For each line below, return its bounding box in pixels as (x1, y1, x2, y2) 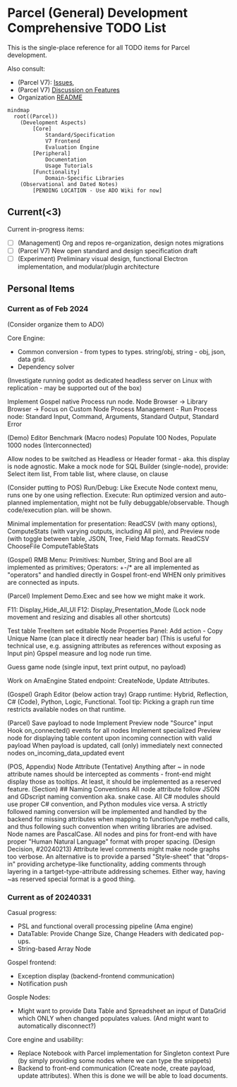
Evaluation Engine (44, 143, 99, 151)
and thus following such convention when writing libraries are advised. (7, 822, 213, 830)
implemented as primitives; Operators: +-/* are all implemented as (7, 563, 200, 571)
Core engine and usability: (7, 1035, 84, 1043)
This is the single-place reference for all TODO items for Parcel (7, 43, 190, 51)
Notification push (17, 979, 68, 988)
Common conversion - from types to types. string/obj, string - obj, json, (17, 347, 226, 356)
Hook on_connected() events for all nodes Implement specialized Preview (7, 726, 221, 734)
